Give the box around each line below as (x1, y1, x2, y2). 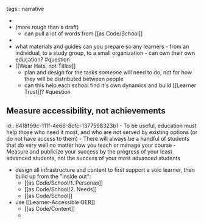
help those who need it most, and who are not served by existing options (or (6, 128, 198, 136)
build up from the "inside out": (15, 172, 91, 180)
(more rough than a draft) (15, 24, 79, 30)
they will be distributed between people (24, 76, 124, 82)
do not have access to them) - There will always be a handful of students (6, 135, 190, 142)
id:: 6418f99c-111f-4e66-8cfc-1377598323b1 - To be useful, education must (6, 122, 197, 129)
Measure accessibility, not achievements (6, 106, 166, 116)
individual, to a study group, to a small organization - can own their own (15, 49, 195, 57)
